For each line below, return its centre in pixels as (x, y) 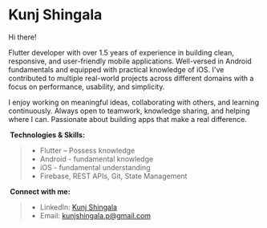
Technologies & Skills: (48, 135)
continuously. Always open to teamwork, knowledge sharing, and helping (129, 111)
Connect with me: (40, 191)
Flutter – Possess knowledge (87, 150)
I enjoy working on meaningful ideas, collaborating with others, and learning (134, 102)
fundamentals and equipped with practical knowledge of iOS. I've (116, 69)
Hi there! (22, 37)
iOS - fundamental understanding (95, 167)
